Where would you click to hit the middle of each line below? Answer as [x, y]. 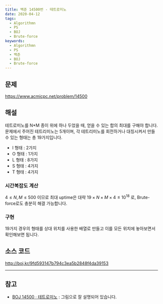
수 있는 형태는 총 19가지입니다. [34, 137]
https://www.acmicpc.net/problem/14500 [46, 96]
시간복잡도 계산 [22, 185]
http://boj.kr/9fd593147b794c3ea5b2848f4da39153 [57, 263]
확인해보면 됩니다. [22, 235]
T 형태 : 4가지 [25, 172]
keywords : [15, 41]
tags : [10, 18]
